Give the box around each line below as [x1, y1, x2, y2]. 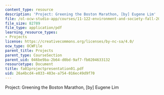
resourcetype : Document [5, 62, 54, 67]
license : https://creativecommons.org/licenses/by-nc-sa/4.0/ [5, 39, 134, 44]
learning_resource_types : [5, 30, 58, 35]
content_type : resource [5, 7, 54, 12]
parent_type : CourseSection [5, 52, 62, 58]
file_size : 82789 [5, 21, 41, 26]
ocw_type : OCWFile [5, 44, 42, 48]
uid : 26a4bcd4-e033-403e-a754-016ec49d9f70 [5, 71, 95, 76]
